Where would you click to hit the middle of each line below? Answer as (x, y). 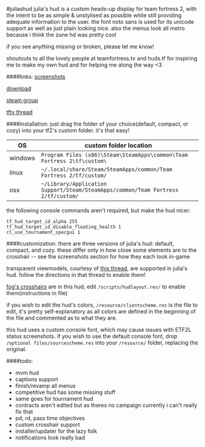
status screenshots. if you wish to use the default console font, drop (92, 336)
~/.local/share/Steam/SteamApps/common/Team (107, 169)
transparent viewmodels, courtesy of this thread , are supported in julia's (97, 268)
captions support (37, 379)
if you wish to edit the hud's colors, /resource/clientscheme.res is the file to (102, 305)
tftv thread (20, 112)
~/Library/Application (74, 184)
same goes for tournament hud (54, 399)
